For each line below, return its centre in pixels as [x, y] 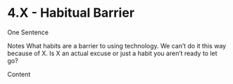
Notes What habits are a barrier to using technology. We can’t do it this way [117, 45]
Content [19, 74]
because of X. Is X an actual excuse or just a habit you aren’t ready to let [112, 53]
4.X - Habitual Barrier [71, 13]
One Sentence [28, 32]
